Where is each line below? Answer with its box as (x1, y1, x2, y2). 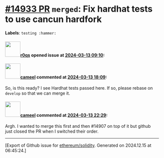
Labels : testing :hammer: (5, 30, 57, 36)
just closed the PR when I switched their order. (5, 128, 99, 134)
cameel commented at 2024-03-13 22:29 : (20, 112, 108, 118)
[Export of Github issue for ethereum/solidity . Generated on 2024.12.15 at (5, 142, 152, 148)
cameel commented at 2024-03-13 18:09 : (20, 74, 107, 80)
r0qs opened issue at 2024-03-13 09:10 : (20, 52, 105, 58)
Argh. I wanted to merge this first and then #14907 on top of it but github (5, 123, 151, 129)
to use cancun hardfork (5, 14, 102, 25)
